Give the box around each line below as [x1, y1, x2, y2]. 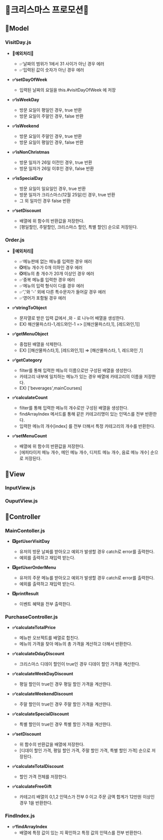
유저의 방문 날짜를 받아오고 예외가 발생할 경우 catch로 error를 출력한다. [19, 549, 155, 554]
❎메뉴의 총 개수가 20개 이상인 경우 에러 [19, 271, 94, 277]
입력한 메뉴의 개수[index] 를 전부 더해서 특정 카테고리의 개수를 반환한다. [19, 423, 156, 429]
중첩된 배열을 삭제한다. [19, 342, 63, 347]
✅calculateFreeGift [12, 783, 52, 789]
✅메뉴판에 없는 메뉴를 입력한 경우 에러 [19, 259, 92, 265]
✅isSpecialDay [12, 175, 43, 181]
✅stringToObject [12, 305, 47, 311]
